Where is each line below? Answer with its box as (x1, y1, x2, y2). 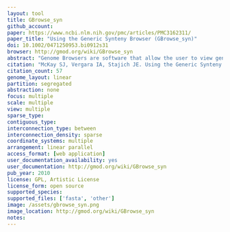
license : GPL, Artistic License (7, 176, 99, 183)
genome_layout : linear (7, 73, 72, 81)
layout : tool (7, 10, 44, 17)
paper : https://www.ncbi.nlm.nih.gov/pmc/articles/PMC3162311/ (7, 29, 192, 36)
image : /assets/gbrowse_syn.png (7, 202, 99, 209)
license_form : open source (7, 183, 84, 189)
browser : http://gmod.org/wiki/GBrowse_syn (7, 49, 133, 56)
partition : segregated (7, 80, 72, 87)
